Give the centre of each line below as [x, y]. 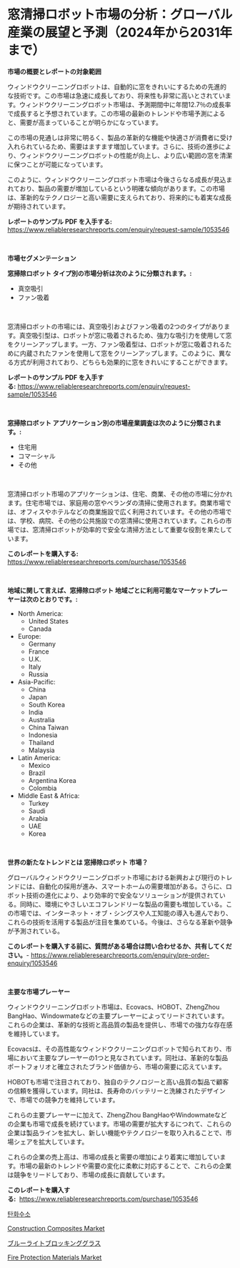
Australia [41, 719]
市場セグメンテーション [42, 258]
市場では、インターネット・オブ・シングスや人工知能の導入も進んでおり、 [122, 913]
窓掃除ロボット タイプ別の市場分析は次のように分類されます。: [100, 273]
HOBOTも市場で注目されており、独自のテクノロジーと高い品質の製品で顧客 [118, 1082]
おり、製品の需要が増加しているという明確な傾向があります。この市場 [122, 188]
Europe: [29, 636]
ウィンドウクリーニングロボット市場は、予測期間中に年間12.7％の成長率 [125, 104]
